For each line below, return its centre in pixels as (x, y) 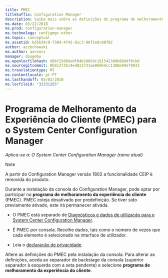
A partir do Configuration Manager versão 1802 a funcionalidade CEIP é (79, 174)
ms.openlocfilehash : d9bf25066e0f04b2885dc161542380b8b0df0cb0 (72, 61)
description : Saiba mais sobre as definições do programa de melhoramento (85, 19)
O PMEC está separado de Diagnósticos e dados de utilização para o (83, 214)
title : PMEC (17, 10)
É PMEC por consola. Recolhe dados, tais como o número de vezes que (86, 229)
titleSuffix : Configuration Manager (43, 14)
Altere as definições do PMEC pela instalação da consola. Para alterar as (80, 254)
